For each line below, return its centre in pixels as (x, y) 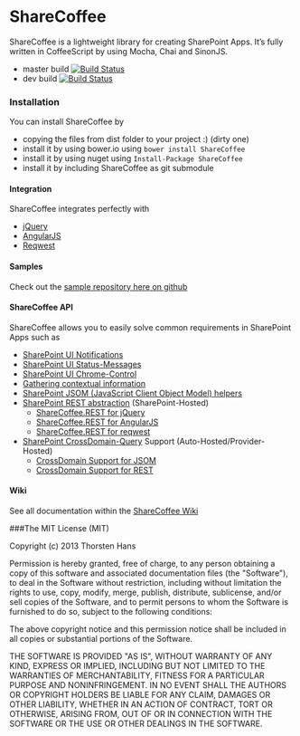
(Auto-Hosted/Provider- (220, 441)
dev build (40, 78)
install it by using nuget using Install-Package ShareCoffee (132, 158)
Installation (35, 101)
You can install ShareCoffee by (67, 122)
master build (46, 69)
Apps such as (35, 337)
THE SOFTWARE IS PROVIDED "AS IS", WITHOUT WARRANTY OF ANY (141, 656)
